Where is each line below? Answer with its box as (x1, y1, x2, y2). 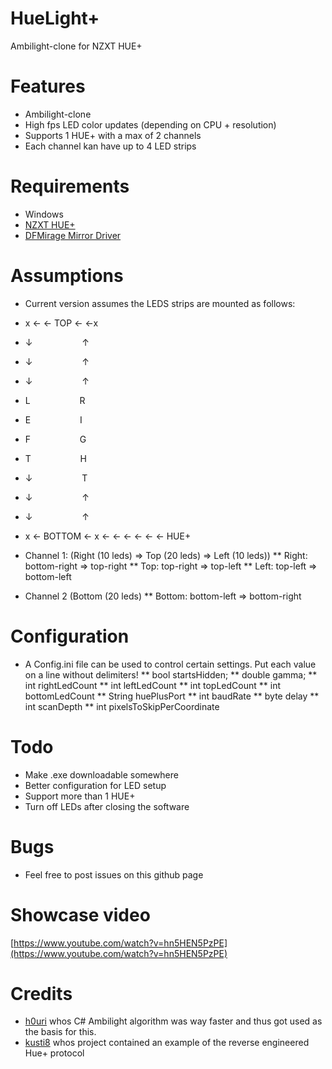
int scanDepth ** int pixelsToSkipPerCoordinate (24, 700, 220, 712)
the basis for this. (24, 1026, 97, 1038)
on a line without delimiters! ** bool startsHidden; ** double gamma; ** (24, 668, 318, 681)
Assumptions (10, 265, 124, 287)
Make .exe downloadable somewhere (24, 768, 179, 781)
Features (10, 75, 86, 98)
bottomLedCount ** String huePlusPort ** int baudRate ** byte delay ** (24, 690, 320, 702)
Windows (24, 208, 64, 220)
